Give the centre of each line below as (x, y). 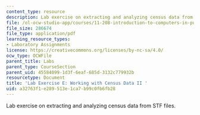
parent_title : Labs (30, 61)
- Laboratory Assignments (38, 45)
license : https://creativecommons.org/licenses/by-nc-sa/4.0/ (85, 50)
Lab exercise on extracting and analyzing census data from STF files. (91, 106)
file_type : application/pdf (41, 34)
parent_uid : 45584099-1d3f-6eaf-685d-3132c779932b (70, 72)
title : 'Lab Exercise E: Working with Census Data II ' (77, 84)
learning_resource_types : (38, 39)
